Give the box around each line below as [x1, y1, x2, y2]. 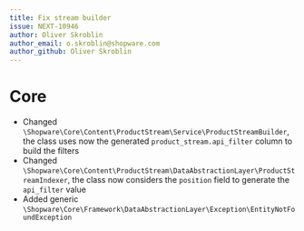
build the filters [22, 146, 80, 156]
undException [22, 213, 73, 223]
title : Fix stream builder [9, 13, 112, 23]
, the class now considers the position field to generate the [67, 175, 290, 186]
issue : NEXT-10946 [9, 22, 79, 31]
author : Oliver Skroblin [9, 30, 103, 39]
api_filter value [22, 184, 86, 196]
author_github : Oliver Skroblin [9, 47, 132, 56]
